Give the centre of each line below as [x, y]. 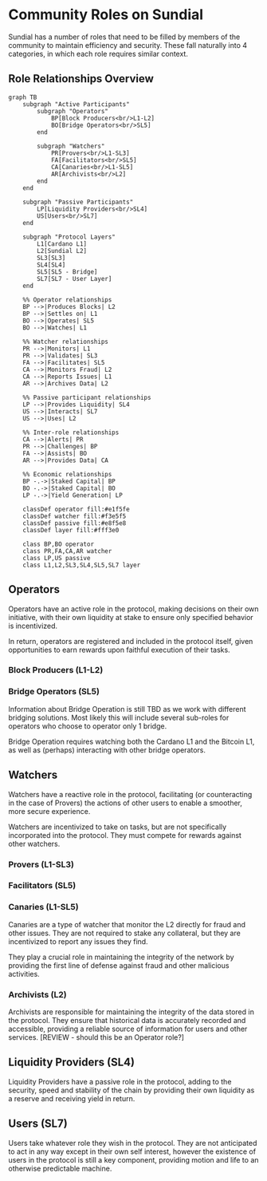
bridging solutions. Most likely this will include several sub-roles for [119, 717]
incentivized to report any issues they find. [79, 941]
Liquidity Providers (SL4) [72, 1063]
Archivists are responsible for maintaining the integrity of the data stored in [132, 1012]
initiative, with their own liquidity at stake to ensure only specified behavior [131, 617]
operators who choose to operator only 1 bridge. [88, 726]
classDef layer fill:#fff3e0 [71, 530]
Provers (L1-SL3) [41, 864]
